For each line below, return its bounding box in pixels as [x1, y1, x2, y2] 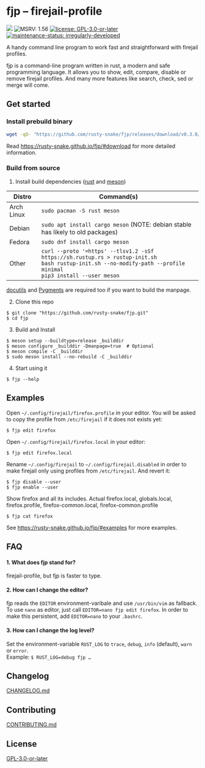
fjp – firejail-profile [6, 4, 103, 18]
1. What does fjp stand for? [6, 559, 76, 566]
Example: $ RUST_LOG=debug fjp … [6, 653, 92, 661]
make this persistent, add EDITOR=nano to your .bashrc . [6, 612, 143, 620]
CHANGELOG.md [6, 687, 50, 694]
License [6, 739, 37, 749]
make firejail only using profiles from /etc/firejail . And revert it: [6, 467, 171, 474]
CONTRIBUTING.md [6, 721, 57, 728]
